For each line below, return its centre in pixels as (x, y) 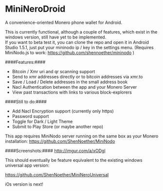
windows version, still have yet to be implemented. (56, 37)
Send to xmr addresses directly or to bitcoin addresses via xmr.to (77, 76)
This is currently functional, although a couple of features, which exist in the (81, 32)
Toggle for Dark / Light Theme (42, 121)
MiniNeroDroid (35, 9)
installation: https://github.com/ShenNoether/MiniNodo (60, 141)
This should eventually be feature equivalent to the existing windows (74, 160)
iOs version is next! (24, 184)
